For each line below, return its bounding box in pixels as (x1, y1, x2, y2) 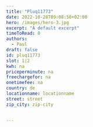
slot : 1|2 (6, 58, 30, 63)
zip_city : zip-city (6, 101, 54, 108)
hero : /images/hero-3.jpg (6, 19, 69, 25)
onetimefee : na (6, 80, 43, 86)
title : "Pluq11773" (6, 8, 54, 15)
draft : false (6, 47, 38, 53)
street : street (6, 96, 43, 102)
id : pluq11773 (6, 52, 41, 58)
